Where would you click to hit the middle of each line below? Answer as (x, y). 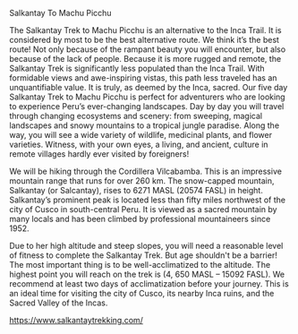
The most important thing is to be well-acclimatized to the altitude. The (140, 265)
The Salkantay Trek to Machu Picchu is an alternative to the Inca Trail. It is (145, 30)
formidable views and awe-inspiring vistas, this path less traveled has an (143, 78)
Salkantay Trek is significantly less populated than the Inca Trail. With (137, 68)
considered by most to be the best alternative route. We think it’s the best (145, 40)
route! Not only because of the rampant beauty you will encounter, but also (148, 49)
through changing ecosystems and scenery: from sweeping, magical (136, 116)
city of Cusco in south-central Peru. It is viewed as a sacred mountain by (143, 209)
